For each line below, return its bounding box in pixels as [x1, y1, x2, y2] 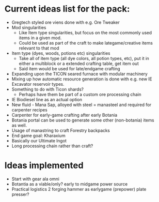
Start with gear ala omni [11, 176, 60, 182]
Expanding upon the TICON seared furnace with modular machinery [11, 71, 148, 77]
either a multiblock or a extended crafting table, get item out [18, 61, 139, 66]
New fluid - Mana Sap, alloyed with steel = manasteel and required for [11, 102, 152, 108]
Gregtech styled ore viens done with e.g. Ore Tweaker [11, 19, 120, 25]
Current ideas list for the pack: [4, 3, 130, 15]
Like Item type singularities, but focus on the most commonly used [18, 30, 152, 35]
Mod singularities [11, 24, 47, 30]
